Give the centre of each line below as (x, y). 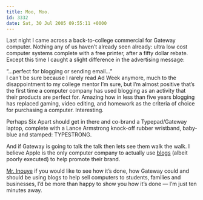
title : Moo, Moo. (28, 12)
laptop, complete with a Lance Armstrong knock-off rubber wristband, (94, 128)
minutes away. (24, 190)
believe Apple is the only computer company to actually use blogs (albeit (97, 153)
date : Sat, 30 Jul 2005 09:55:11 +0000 (57, 23)
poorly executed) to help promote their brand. (63, 159)
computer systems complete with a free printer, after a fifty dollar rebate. (97, 53)
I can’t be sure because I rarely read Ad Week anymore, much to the (92, 78)
